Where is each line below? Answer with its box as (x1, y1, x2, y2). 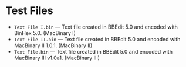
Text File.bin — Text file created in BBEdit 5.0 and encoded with (13, 48, 173, 55)
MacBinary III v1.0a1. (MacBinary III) (13, 54, 100, 61)
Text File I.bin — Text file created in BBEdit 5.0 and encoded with (13, 23, 178, 30)
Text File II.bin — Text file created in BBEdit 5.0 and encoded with (13, 36, 181, 43)
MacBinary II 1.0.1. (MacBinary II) (13, 42, 93, 49)
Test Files (5, 4, 53, 17)
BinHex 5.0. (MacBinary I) (13, 29, 76, 36)
